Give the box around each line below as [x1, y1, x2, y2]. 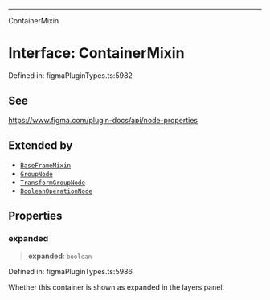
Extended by [8, 138, 73, 153]
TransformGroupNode [19, 179, 86, 187]
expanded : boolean [27, 251, 92, 261]
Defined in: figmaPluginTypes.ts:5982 [8, 70, 133, 80]
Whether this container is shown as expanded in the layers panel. [8, 282, 225, 292]
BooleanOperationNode [19, 187, 92, 195]
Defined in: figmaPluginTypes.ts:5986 [8, 267, 133, 277]
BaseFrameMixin [19, 162, 72, 170]
